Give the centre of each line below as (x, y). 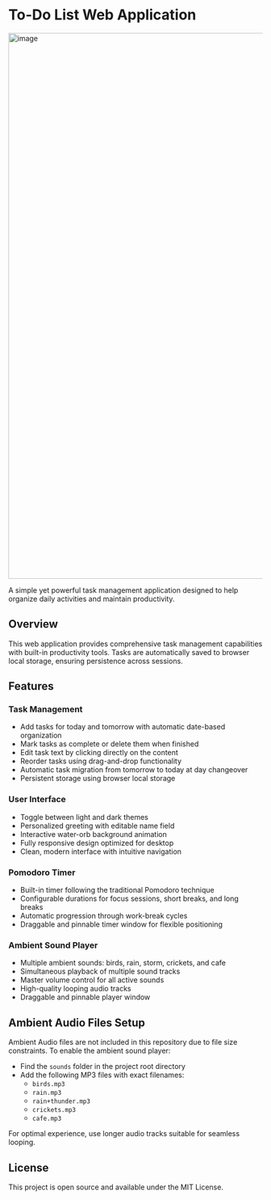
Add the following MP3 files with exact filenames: (102, 1075)
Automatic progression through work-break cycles (104, 916)
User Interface (37, 800)
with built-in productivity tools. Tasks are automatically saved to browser (129, 652)
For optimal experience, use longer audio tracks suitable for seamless (124, 1134)
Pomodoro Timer (42, 873)
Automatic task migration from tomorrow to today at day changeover (134, 770)
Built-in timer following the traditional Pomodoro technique (117, 890)
